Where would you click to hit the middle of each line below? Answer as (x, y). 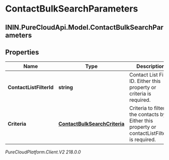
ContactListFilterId (31, 88)
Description (151, 66)
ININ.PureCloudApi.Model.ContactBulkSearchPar (84, 27)
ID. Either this (145, 81)
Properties (22, 52)
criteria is (140, 94)
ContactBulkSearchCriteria (92, 124)
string (66, 88)
